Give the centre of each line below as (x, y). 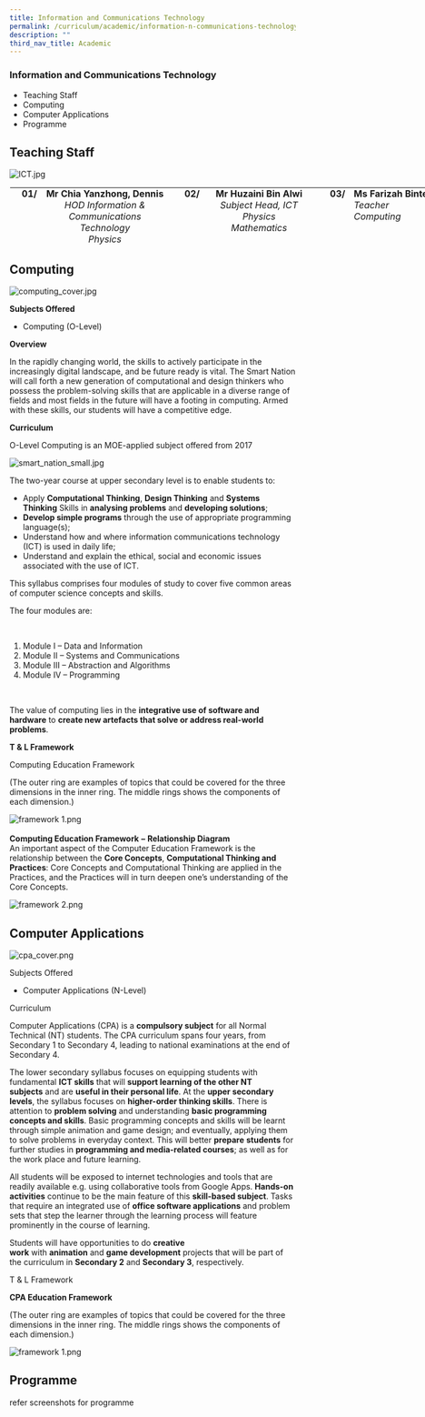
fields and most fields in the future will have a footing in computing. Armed (149, 400)
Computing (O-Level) (62, 327)
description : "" (40, 35)
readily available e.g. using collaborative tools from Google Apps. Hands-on (151, 1186)
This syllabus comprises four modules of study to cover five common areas (151, 584)
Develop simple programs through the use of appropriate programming (157, 518)
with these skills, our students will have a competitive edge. (121, 410)
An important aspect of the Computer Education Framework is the (133, 849)
